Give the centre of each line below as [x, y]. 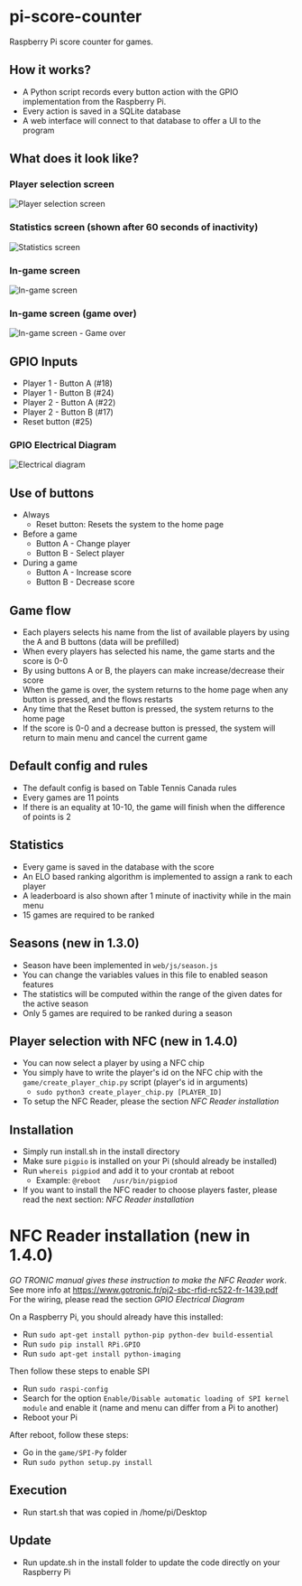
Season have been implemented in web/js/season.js [120, 965]
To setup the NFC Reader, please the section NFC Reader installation [151, 1101]
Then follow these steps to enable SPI [80, 1371]
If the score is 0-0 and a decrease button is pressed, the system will [149, 728]
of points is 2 [46, 816]
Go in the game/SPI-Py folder [75, 1452]
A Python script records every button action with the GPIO [130, 91]
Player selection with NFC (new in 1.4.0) [124, 1041]
